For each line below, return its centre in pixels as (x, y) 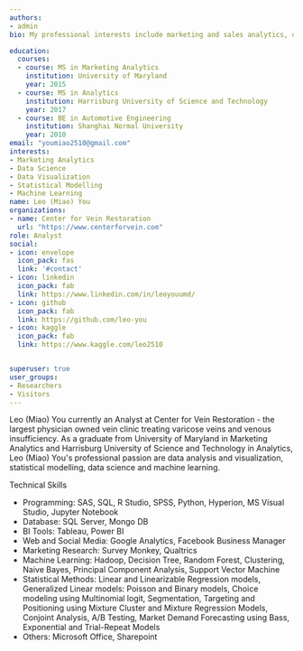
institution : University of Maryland (96, 76)
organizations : (38, 210)
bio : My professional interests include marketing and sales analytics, (149, 34)
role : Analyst (36, 236)
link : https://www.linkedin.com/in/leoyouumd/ (106, 294)
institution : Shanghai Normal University (104, 126)
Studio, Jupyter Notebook (70, 512)
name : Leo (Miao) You (50, 202)
